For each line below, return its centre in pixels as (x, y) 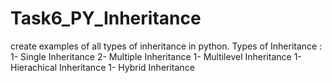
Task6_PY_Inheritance (106, 18)
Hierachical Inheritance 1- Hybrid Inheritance (102, 67)
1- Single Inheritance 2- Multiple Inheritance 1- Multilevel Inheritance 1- (156, 56)
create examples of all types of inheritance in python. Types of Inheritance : (166, 46)
